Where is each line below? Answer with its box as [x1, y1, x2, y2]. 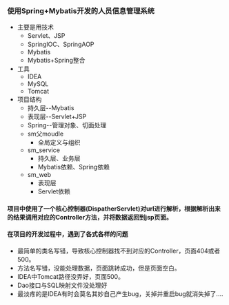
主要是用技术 [17, 23, 54, 32]
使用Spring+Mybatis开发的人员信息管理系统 [7, 6, 155, 15]
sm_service [27, 146, 61, 154]
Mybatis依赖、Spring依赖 [37, 163, 110, 171]
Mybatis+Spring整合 [27, 56, 86, 65]
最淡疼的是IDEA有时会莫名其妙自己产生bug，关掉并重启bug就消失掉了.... [17, 290, 223, 298]
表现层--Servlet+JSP [27, 112, 87, 121]
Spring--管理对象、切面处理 [27, 121, 107, 129]
